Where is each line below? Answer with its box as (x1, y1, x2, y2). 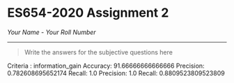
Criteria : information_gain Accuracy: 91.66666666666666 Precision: (7, 61, 205, 70)
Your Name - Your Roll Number (7, 28, 96, 36)
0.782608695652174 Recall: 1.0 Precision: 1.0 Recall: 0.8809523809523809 (7, 68, 225, 77)
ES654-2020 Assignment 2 (7, 5, 169, 21)
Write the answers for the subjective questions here (24, 47, 173, 56)
